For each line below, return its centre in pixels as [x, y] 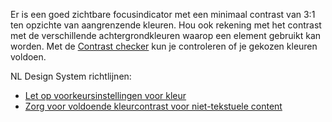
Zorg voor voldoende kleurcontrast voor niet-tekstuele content [153, 106]
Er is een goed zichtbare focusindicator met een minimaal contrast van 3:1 [163, 14]
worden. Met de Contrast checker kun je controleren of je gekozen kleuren [164, 46]
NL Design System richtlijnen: [71, 76]
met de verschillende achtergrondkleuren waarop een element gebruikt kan [166, 35]
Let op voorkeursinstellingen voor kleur [105, 95]
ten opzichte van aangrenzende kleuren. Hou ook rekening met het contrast [166, 25]
